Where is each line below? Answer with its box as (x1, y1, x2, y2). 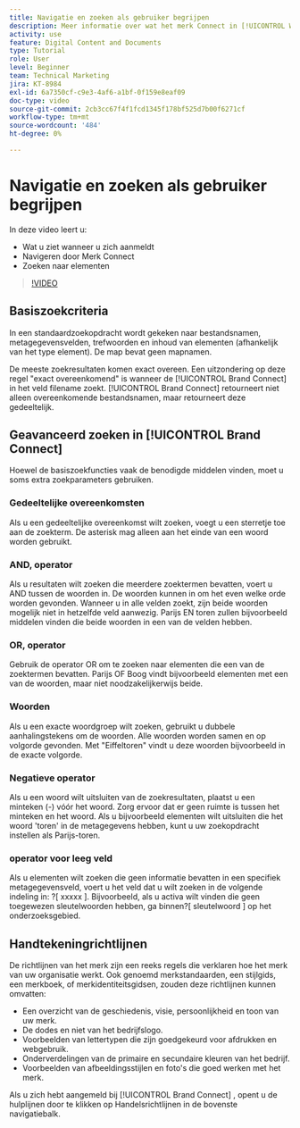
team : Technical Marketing (9, 71, 110, 80)
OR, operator (9, 639, 66, 651)
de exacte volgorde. (9, 749, 83, 760)
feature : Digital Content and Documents (9, 38, 162, 47)
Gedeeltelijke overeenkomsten (9, 497, 146, 509)
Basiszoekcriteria (9, 304, 109, 319)
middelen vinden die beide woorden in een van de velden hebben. (9, 617, 253, 628)
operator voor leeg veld (9, 852, 113, 865)
